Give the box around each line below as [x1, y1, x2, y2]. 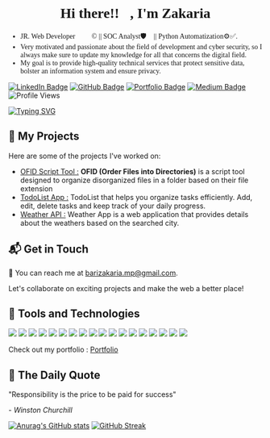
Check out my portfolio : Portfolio [8, 344, 118, 355]
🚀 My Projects [8, 130, 80, 144]
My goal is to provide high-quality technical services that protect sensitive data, [19, 58, 245, 67]
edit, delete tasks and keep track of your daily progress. [19, 201, 206, 211]
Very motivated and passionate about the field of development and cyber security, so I [19, 42, 263, 51]
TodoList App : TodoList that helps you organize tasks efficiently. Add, [19, 192, 253, 202]
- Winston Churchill [8, 405, 73, 415]
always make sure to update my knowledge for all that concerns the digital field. [19, 50, 247, 59]
